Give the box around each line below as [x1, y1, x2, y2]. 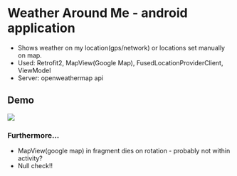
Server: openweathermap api [17, 73, 104, 82]
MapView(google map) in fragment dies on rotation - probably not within [17, 147, 231, 155]
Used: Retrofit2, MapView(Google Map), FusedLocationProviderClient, [17, 58, 223, 67]
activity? [17, 154, 43, 163]
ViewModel [17, 66, 51, 75]
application [7, 20, 76, 36]
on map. [17, 51, 43, 60]
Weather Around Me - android [7, 5, 188, 21]
